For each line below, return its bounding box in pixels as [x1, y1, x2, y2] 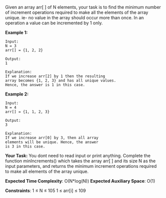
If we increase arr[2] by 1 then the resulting [5, 74, 106, 79]
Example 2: [5, 91, 29, 97]
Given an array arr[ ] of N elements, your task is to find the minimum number [5, 4, 161, 10]
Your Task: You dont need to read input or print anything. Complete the [5, 153, 151, 158]
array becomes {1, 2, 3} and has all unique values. [5, 78, 116, 83]
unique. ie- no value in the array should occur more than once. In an [5, 15, 144, 20]
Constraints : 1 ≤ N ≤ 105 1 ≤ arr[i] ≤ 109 [5, 188, 86, 194]
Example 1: [5, 30, 28, 35]
